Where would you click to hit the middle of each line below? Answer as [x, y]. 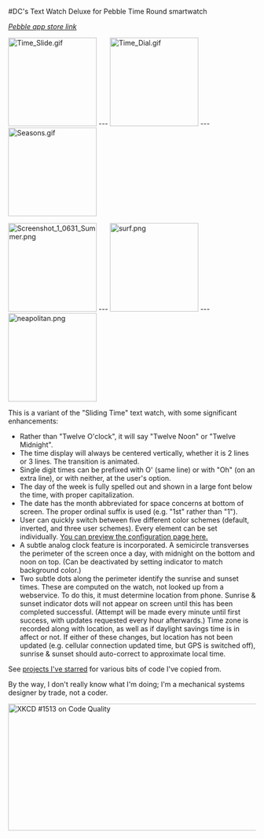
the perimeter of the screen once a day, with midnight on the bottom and [137, 553]
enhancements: [33, 421]
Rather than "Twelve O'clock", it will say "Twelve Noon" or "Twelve [127, 436]
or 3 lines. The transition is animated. [79, 461]
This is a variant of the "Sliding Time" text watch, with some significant [123, 413]
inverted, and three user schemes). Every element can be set [118, 528]
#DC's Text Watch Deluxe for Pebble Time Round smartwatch [108, 11]
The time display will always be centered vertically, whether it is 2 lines [134, 453]
